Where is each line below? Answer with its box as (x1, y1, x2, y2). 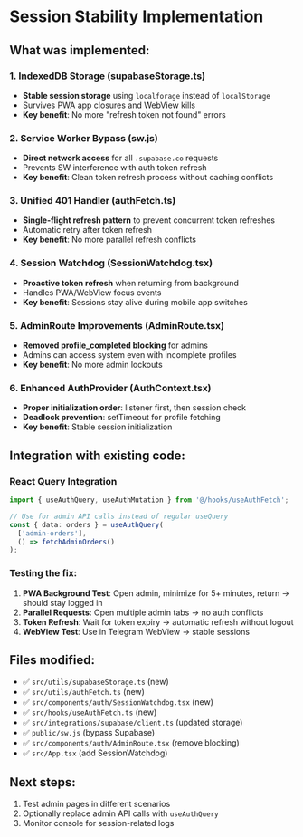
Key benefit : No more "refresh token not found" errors (22, 109, 226, 120)
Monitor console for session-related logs (22, 818, 175, 829)
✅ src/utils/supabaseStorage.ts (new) (22, 677, 169, 688)
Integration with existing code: (9, 447, 185, 463)
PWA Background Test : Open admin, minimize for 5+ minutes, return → (22, 587, 290, 599)
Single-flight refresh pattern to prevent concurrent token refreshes (22, 215, 276, 226)
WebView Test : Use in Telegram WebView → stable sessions (22, 626, 251, 637)
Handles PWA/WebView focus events (22, 287, 162, 298)
